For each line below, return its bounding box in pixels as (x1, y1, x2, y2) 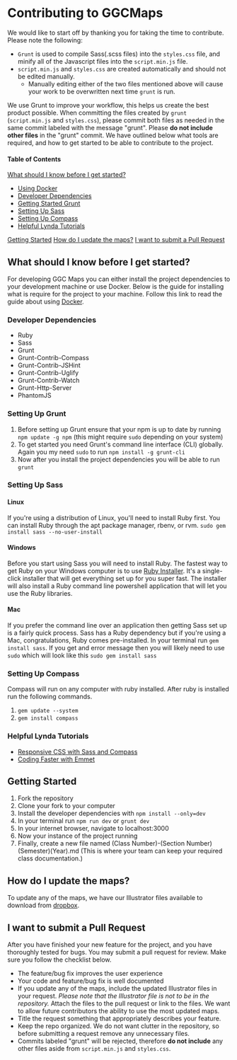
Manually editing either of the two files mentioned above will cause (28, 79, 224, 88)
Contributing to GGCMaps (7, 5, 163, 21)
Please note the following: (7, 35, 83, 44)
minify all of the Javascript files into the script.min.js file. (17, 57, 188, 65)
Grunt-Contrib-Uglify (17, 369, 79, 377)
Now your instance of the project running (17, 831, 138, 840)
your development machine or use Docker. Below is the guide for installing (7, 282, 224, 291)
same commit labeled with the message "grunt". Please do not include (7, 123, 214, 132)
